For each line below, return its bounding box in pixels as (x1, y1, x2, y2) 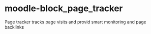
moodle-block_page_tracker (4, 3, 123, 14)
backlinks (4, 24, 24, 30)
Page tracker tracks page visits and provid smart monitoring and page (4, 19, 147, 25)
